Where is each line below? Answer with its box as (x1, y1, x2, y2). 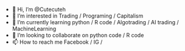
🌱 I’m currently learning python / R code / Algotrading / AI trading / (12, 19, 179, 25)
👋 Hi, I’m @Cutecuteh (12, 6, 66, 13)
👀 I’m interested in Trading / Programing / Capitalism (12, 12, 144, 19)
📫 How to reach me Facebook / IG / (12, 38, 103, 46)
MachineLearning (12, 25, 57, 32)
